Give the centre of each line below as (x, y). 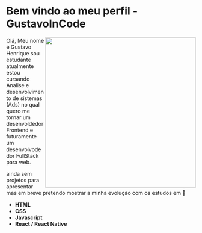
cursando (18, 79)
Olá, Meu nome (25, 40)
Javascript (29, 217)
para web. (19, 162)
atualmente (20, 66)
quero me (18, 111)
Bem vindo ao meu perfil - (72, 11)
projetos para (23, 180)
